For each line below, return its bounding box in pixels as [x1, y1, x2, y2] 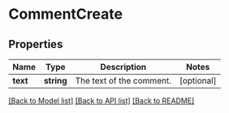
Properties [8, 37, 63, 51]
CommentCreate [8, 5, 123, 24]
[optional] [179, 75, 217, 86]
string [43, 75, 67, 86]
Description [100, 62, 147, 72]
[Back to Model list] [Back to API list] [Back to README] [8, 96, 195, 106]
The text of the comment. [75, 75, 172, 86]
